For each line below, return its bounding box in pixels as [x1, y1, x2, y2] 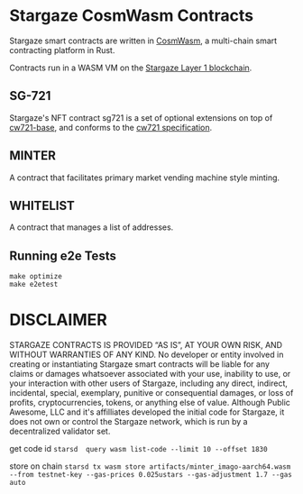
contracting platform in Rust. [9, 44, 115, 55]
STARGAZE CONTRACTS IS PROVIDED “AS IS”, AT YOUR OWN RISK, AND [9, 340, 282, 351]
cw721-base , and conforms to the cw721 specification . [9, 122, 213, 133]
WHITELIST [9, 197, 75, 213]
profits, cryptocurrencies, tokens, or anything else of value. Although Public [9, 398, 291, 408]
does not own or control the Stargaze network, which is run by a [9, 416, 248, 427]
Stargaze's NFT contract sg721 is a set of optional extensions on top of [9, 112, 273, 123]
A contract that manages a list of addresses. [9, 222, 174, 233]
